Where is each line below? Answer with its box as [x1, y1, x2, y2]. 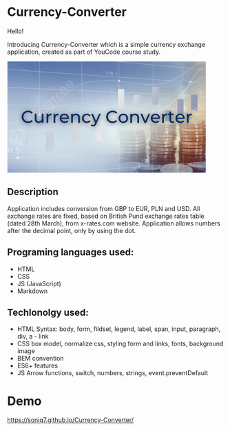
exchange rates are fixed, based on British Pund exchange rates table [7, 212, 205, 220]
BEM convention [17, 354, 64, 363]
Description [7, 186, 59, 198]
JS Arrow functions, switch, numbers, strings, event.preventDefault [17, 369, 209, 377]
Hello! [7, 27, 24, 35]
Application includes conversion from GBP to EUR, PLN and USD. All [7, 204, 200, 212]
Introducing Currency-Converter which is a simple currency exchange [7, 40, 205, 48]
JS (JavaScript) [17, 279, 62, 288]
